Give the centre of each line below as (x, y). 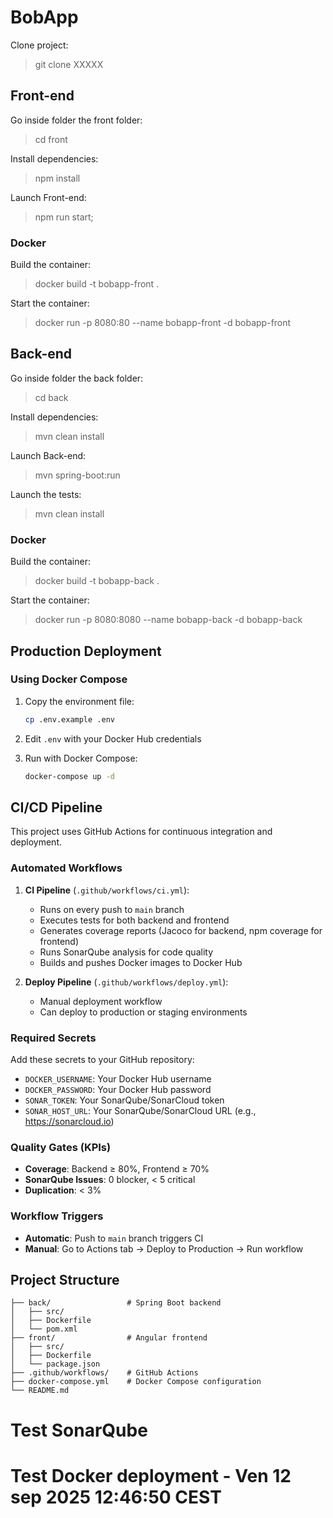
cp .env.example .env (69, 719)
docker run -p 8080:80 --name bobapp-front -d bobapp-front (163, 323)
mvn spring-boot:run (77, 475)
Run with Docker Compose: (81, 758)
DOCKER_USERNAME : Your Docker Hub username (118, 1079)
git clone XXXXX (69, 64)
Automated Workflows (66, 868)
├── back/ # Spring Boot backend (116, 1303)
